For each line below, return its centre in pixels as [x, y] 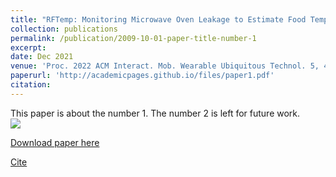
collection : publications [64, 29]
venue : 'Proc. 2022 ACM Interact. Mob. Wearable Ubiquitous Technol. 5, [165, 66]
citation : [31, 85]
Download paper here [55, 142]
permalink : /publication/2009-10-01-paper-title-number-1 [133, 38]
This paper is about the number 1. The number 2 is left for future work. [155, 113]
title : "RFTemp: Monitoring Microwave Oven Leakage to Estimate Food [158, 19]
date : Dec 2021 [42, 57]
